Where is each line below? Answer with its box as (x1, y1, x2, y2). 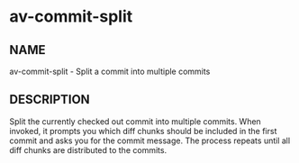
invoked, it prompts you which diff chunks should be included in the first (9, 125, 277, 136)
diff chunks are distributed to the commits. (9, 144, 168, 155)
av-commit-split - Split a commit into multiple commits (9, 66, 211, 77)
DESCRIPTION (9, 92, 90, 107)
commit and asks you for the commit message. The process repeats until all (9, 135, 291, 146)
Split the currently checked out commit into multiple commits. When (9, 115, 261, 127)
